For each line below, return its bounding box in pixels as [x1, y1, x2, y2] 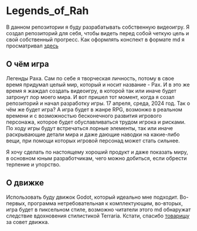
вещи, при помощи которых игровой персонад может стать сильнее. [6, 137, 180, 144]
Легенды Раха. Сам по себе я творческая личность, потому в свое [6, 74, 175, 81]
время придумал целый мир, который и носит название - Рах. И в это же [6, 81, 190, 88]
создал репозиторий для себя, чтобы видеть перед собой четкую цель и [6, 29, 189, 36]
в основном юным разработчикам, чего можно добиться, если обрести [6, 154, 187, 162]
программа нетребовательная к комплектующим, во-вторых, [27, 199, 183, 206]
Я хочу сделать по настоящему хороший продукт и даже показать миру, [6, 148, 189, 155]
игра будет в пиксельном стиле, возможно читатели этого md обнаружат [6, 206, 191, 213]
